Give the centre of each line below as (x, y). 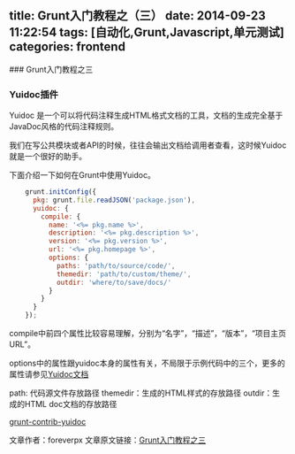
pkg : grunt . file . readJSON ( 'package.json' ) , (114, 200)
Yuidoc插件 (34, 94)
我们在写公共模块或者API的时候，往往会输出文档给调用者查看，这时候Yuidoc (148, 145)
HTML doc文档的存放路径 (71, 404)
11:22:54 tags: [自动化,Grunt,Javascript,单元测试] (147, 32)
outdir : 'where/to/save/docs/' (114, 282)
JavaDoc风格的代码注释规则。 (64, 127)
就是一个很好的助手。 (48, 157)
